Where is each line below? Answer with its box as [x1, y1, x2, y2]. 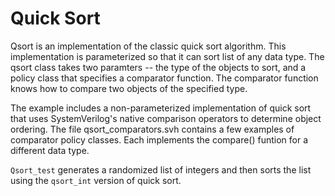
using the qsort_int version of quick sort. [10, 174, 182, 186]
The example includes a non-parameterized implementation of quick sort [10, 102, 312, 114]
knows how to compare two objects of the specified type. [10, 82, 248, 94]
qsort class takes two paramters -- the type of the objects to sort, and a [10, 61, 307, 73]
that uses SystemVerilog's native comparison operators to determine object [10, 112, 322, 124]
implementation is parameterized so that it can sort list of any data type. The [10, 50, 325, 62]
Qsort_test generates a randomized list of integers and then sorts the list [10, 163, 312, 176]
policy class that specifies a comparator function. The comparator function [10, 72, 319, 84]
